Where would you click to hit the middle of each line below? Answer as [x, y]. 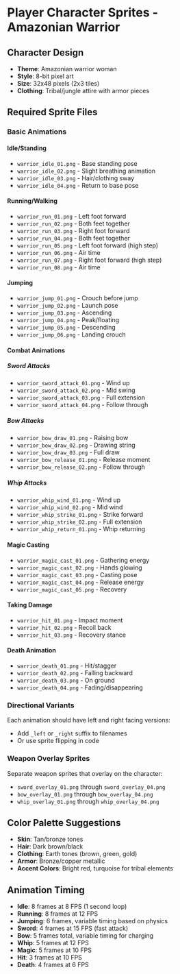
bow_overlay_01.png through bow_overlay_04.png [85, 794]
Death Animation [31, 650]
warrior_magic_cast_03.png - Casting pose [77, 574]
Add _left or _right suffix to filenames [72, 733]
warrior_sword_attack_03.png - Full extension [81, 398]
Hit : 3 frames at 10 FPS [49, 958]
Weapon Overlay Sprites [49, 759]
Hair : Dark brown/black [50, 847]
